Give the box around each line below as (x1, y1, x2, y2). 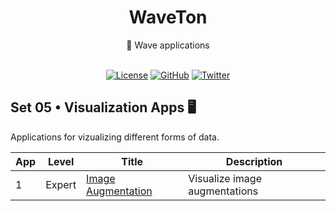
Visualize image (188, 171, 262, 185)
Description (225, 154, 283, 168)
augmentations (188, 184, 259, 198)
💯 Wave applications (126, 39, 210, 51)
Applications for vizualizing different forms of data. (10, 131, 220, 143)
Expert (45, 177, 77, 191)
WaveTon (128, 6, 208, 29)
